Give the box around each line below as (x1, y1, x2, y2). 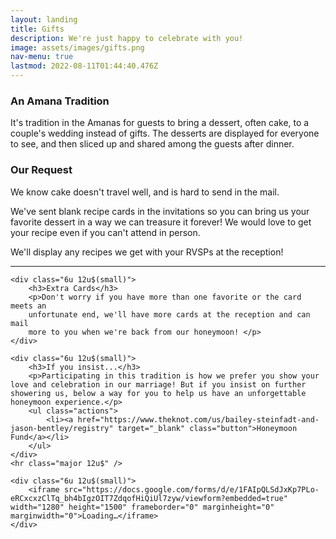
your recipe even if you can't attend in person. (10, 226, 201, 238)
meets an (10, 301, 47, 311)
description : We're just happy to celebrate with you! (10, 33, 244, 43)
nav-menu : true (10, 52, 74, 62)
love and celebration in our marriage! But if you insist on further (10, 379, 307, 390)
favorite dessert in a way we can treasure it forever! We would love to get (10, 216, 312, 228)
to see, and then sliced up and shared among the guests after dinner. (10, 138, 295, 150)
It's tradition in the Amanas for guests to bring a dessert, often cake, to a (10, 117, 310, 129)
